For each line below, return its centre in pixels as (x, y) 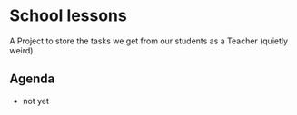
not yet (36, 101)
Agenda (32, 79)
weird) (21, 50)
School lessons (68, 16)
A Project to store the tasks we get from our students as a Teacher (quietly (149, 41)
